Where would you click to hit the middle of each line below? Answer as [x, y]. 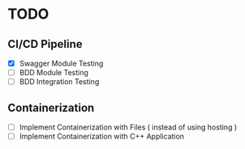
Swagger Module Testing [61, 63]
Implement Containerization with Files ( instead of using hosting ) [128, 127]
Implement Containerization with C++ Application [101, 136]
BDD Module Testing [54, 73]
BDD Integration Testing [59, 82]
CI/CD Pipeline [45, 44]
